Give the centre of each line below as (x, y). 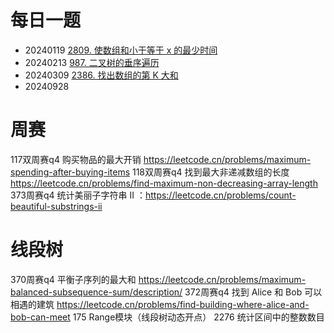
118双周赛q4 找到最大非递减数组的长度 (210, 172)
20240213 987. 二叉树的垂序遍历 (92, 62)
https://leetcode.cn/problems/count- (220, 195)
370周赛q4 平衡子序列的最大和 (73, 279)
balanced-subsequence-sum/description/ (96, 292)
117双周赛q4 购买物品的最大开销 (76, 159)
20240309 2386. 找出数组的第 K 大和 (101, 75)
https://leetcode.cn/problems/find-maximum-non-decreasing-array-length (164, 183)
